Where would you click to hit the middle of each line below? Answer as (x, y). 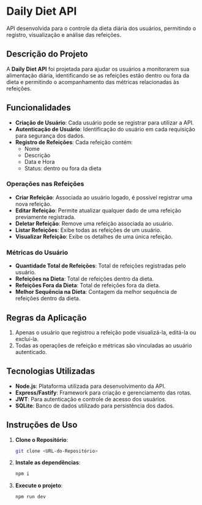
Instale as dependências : (48, 463)
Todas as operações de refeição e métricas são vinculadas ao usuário (103, 345)
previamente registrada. (45, 217)
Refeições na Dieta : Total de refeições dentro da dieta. (84, 279)
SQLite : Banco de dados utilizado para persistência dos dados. (95, 406)
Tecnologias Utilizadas (51, 372)
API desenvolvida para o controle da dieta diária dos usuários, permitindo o (101, 28)
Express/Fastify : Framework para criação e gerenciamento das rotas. (103, 392)
